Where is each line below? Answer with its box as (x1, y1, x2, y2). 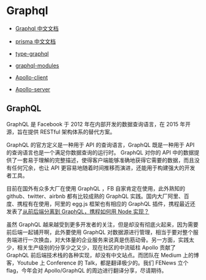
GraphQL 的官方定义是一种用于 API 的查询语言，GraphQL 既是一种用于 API (6, 141, 195, 148)
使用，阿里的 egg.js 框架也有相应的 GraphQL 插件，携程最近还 (38, 200, 196, 207)
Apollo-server (15, 85, 51, 93)
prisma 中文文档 (15, 37, 56, 45)
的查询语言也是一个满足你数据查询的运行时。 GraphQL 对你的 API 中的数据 (6, 148, 194, 156)
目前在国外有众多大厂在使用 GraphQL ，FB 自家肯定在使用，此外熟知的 (6, 184, 186, 192)
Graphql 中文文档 (15, 25, 59, 32)
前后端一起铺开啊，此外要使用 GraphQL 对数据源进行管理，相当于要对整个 (6, 228, 193, 236)
